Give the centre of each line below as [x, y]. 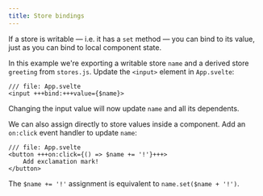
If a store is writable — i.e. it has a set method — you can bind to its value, [132, 39]
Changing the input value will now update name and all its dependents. [124, 108]
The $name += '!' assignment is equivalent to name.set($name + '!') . [124, 183]
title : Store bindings [46, 16]
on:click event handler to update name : [73, 132]
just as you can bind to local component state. [85, 47]
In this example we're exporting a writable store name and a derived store [129, 63]
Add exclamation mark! [61, 161]
